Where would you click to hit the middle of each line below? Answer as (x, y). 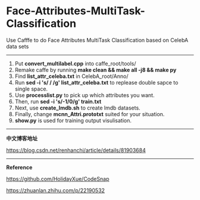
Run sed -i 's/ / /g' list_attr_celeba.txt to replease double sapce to (96, 82)
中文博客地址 (22, 138)
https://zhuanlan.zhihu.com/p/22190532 (56, 190)
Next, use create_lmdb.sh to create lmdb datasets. (78, 108)
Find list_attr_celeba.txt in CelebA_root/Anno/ (71, 76)
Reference (19, 167)
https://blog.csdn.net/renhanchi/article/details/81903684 (76, 150)
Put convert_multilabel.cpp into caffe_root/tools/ (75, 63)
